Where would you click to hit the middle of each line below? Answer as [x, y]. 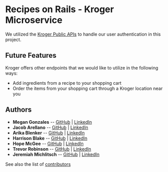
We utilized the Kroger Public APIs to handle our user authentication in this [83, 34]
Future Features [31, 56]
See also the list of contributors [38, 164]
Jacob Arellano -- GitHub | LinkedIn [50, 127]
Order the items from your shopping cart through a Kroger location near [88, 88]
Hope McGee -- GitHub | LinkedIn [48, 144]
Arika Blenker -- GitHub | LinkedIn [49, 132]
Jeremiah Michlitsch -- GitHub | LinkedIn [56, 154]
